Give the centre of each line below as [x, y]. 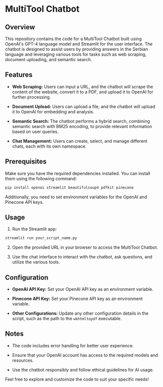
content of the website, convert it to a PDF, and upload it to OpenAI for [83, 92]
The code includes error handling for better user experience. [73, 345]
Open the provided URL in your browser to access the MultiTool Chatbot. [85, 247]
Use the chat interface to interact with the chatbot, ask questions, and [82, 257]
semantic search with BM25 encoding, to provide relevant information [82, 126]
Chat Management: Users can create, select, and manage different [80, 141]
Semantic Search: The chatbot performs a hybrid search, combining [81, 121]
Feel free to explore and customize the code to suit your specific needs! [77, 379]
